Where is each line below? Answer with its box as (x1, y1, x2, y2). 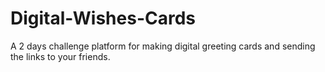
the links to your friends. (10, 50, 111, 62)
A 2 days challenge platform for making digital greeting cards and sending (10, 40, 316, 52)
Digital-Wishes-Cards (10, 7, 196, 30)
